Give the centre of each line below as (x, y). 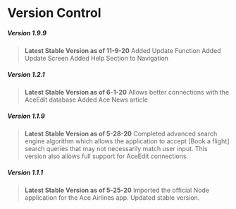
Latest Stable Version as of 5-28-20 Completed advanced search (121, 134)
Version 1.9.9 (27, 32)
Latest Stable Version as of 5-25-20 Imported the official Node (117, 190)
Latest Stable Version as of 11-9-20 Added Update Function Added (123, 51)
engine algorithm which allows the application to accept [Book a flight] (127, 141)
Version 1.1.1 (25, 172)
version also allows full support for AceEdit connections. (106, 156)
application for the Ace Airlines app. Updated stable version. (112, 198)
